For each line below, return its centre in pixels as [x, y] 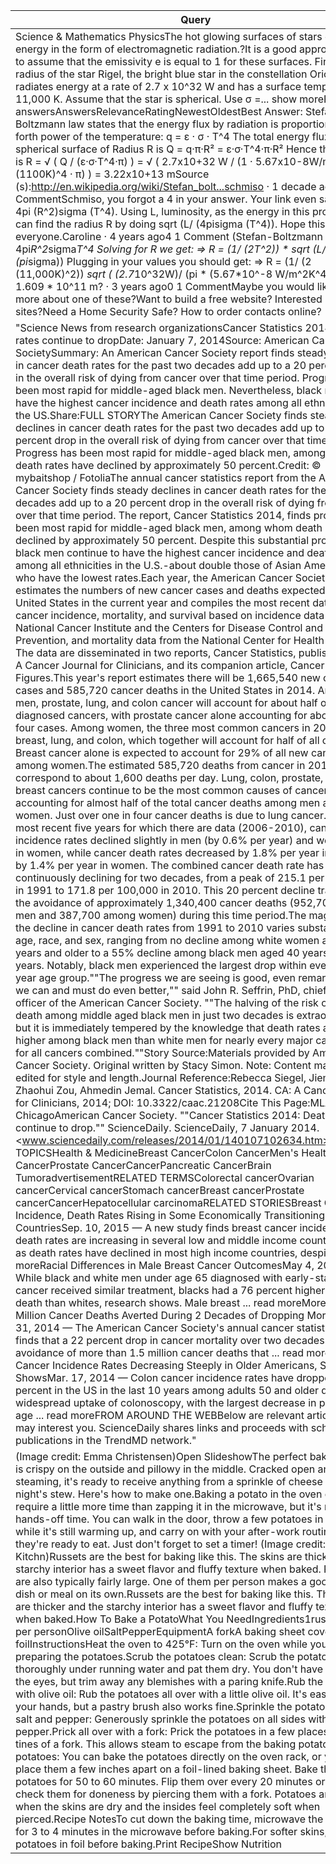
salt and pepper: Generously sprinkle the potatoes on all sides [160, 1719]
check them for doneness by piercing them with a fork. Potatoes [166, 1794]
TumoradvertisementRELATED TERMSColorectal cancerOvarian [165, 1177]
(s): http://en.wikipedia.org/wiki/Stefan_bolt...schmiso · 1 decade [166, 186]
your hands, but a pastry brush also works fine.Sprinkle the [154, 1706]
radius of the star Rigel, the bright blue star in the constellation [161, 74]
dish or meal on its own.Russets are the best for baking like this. [164, 1594]
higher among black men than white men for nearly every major [164, 1040]
